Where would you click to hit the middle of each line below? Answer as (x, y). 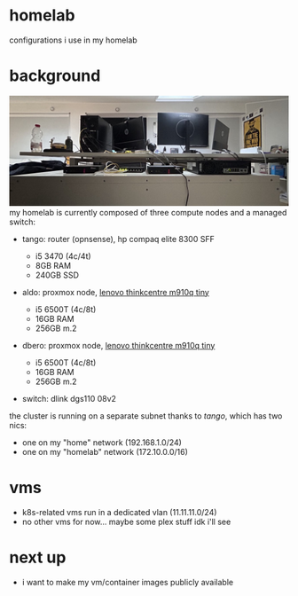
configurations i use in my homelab (73, 40)
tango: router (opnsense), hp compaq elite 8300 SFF (118, 239)
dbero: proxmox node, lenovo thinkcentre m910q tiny (118, 345)
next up (38, 557)
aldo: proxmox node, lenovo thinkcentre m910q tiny (116, 292)
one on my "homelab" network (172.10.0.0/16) (105, 451)
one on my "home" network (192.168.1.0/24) (102, 442)
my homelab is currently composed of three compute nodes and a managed (148, 212)
